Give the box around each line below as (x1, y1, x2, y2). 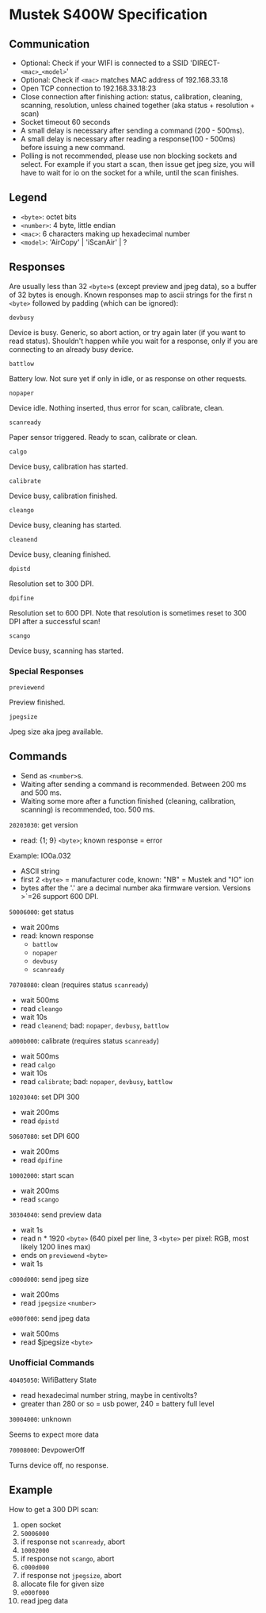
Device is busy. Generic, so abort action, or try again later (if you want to (9, 327, 246, 337)
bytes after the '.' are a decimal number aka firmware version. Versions (20, 883, 252, 893)
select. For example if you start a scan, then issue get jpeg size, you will (20, 160, 256, 168)
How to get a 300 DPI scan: (9, 1504, 99, 1514)
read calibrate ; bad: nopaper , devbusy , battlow (20, 1076, 173, 1086)
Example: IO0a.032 (9, 851, 72, 860)
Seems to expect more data (9, 1430, 100, 1439)
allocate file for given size (20, 1579, 105, 1588)
